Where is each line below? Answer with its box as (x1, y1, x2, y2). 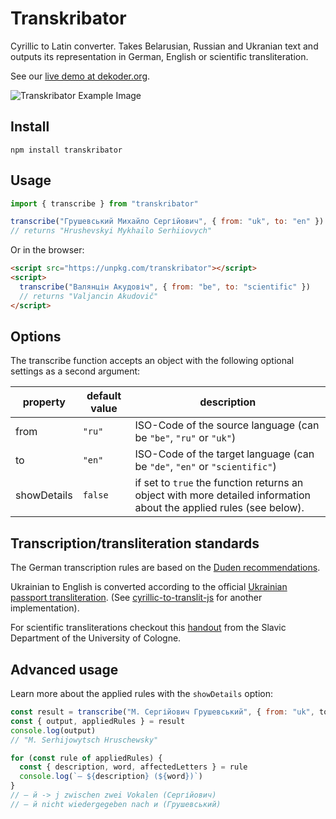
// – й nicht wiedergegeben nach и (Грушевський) (10, 799, 222, 809)
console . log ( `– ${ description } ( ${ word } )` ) (19, 772, 203, 782)
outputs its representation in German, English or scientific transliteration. (10, 50, 309, 62)
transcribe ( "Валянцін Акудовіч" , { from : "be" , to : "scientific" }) (19, 282, 311, 292)
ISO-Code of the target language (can (134, 447, 315, 461)
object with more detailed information (134, 488, 312, 502)
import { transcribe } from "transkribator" (10, 198, 199, 209)
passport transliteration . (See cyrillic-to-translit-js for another (10, 592, 263, 604)
